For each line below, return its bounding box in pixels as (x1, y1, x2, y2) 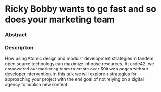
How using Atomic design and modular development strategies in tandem (5, 55, 154, 62)
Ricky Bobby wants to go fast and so (5, 3, 156, 15)
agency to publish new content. (5, 82, 69, 88)
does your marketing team (5, 14, 115, 25)
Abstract (5, 31, 27, 38)
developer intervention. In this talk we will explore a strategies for (5, 71, 137, 77)
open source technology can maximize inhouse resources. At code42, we (5, 61, 154, 67)
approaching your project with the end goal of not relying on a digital (5, 76, 144, 82)
